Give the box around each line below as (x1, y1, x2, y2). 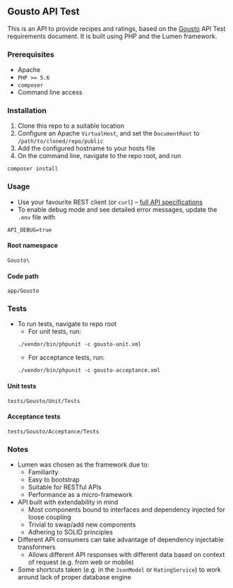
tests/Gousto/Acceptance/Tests (7, 428, 100, 435)
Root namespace (7, 241, 59, 250)
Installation (7, 106, 47, 116)
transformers (17, 543, 56, 551)
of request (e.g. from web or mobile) (28, 558, 134, 567)
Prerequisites (7, 49, 54, 59)
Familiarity (28, 468, 59, 476)
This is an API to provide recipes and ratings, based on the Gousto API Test (7, 24, 226, 32)
